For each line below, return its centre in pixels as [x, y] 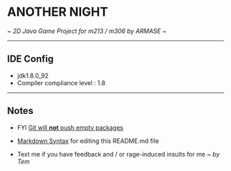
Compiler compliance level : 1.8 [61, 82]
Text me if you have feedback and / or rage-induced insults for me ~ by [118, 154]
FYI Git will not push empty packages [70, 127]
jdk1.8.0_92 [33, 76]
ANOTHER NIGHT [58, 12]
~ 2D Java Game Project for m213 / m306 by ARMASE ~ [87, 31]
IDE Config [30, 59]
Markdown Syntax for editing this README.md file [88, 141]
